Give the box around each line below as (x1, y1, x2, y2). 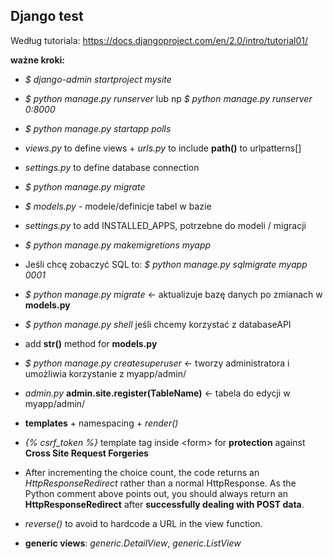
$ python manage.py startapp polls (24, 122, 172, 134)
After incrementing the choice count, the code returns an (24, 466, 260, 478)
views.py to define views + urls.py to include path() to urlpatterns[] (24, 142, 302, 154)
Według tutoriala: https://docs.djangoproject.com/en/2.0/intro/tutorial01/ (10, 34, 309, 46)
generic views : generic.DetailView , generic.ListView (24, 537, 242, 549)
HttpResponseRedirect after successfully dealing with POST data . (24, 498, 305, 510)
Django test (10, 8, 84, 25)
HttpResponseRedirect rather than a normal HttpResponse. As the (24, 477, 297, 489)
